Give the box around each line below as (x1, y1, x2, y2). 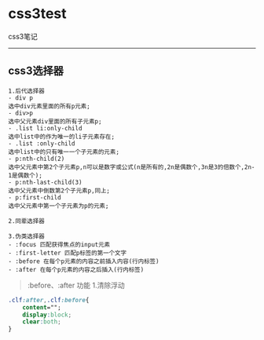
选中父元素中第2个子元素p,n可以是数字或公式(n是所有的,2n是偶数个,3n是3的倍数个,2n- (8, 163, 255, 171)
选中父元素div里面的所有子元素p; (8, 117, 102, 126)
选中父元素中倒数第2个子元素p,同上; (8, 186, 110, 195)
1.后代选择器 (8, 87, 45, 95)
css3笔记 (8, 31, 38, 41)
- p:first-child (8, 193, 61, 201)
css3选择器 (8, 64, 64, 78)
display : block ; (22, 311, 72, 319)
